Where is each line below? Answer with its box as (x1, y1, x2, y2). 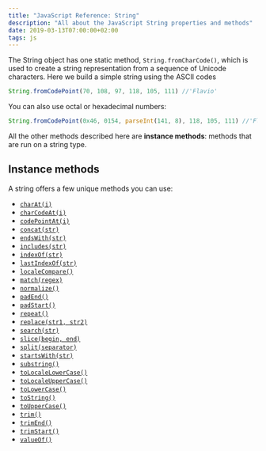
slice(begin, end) (19, 335, 81, 343)
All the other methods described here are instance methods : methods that (8, 131, 252, 141)
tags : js (8, 33, 37, 42)
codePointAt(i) (19, 217, 70, 225)
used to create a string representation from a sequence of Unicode (8, 64, 227, 74)
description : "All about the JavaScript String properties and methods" (8, 19, 253, 27)
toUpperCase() (19, 402, 66, 410)
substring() (19, 360, 59, 368)
